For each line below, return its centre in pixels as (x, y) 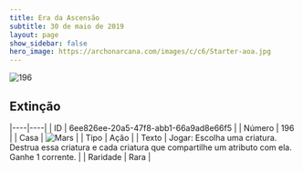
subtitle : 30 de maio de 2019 (67, 26)
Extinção (35, 106)
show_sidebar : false (49, 43)
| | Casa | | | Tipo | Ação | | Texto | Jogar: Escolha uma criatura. (143, 137)
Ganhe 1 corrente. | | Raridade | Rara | (80, 156)
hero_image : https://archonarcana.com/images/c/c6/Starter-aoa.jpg (141, 52)
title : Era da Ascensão (55, 18)
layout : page (34, 35)
